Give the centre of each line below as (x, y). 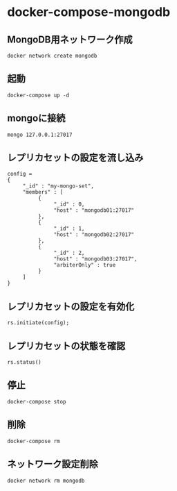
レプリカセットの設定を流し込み (75, 158)
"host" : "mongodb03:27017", (95, 259)
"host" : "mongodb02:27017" (94, 235)
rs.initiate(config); (38, 323)
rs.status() (24, 363)
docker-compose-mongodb (89, 12)
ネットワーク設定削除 (53, 464)
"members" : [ (43, 192)
